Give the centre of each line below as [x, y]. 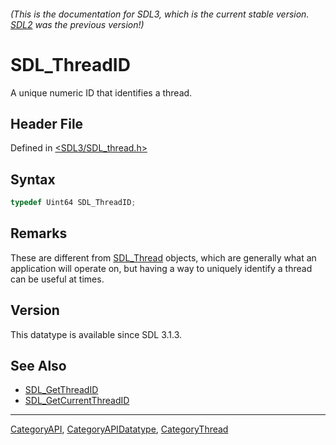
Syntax [33, 179]
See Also [38, 366]
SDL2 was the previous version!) [77, 24]
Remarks [39, 233]
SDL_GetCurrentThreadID [77, 401]
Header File [47, 123]
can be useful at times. [57, 279]
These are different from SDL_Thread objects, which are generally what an [163, 257]
